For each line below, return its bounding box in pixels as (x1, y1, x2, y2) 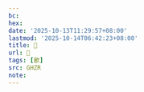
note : (8, 71, 27, 79)
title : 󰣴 (8, 42, 38, 50)
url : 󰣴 (8, 49, 31, 57)
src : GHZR (8, 64, 42, 72)
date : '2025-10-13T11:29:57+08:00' (8, 26, 128, 34)
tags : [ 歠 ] (8, 57, 44, 65)
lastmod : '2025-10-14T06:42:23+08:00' (8, 34, 138, 42)
